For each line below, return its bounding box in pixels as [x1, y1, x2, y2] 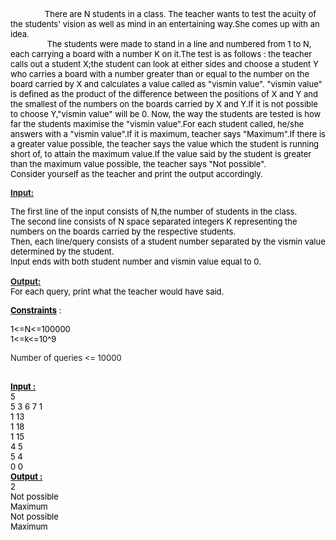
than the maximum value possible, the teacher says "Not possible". [10, 159, 267, 169]
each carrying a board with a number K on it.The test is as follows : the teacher [10, 49, 313, 59]
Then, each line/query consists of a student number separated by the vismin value [10, 236, 326, 247]
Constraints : [10, 305, 62, 316]
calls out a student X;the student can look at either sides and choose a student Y [10, 59, 319, 69]
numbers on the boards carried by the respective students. [10, 226, 237, 237]
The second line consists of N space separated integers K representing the [10, 216, 298, 227]
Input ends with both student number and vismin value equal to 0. [10, 256, 262, 267]
